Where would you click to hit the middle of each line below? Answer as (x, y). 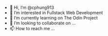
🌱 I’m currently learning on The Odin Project (54, 18)
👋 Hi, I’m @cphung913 (32, 8)
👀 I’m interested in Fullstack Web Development (56, 13)
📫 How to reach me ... (32, 28)
